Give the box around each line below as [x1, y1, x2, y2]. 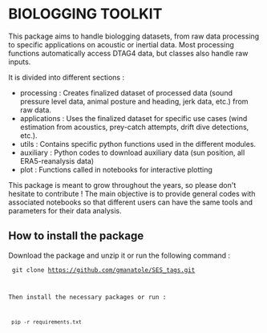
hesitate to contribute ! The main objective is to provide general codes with [8, 189, 256, 198]
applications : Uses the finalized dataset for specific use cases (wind [19, 113, 248, 123]
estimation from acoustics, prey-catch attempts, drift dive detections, [19, 122, 249, 132]
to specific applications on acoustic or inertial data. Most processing [8, 39, 235, 49]
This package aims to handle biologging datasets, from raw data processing [8, 31, 260, 41]
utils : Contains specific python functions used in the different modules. [19, 139, 257, 148]
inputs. [8, 57, 31, 67]
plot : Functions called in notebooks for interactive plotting [19, 164, 212, 174]
